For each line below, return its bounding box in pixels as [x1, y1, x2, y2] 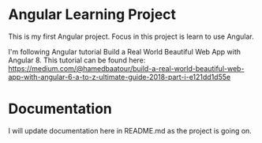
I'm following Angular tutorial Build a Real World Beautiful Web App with [8, 47, 241, 56]
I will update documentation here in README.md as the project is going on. [8, 126, 253, 135]
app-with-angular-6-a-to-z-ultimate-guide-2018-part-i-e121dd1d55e [8, 72, 231, 81]
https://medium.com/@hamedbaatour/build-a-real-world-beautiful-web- [8, 63, 245, 73]
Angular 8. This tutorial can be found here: [8, 55, 146, 65]
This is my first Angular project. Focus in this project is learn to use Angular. [8, 32, 254, 41]
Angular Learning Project [8, 6, 176, 24]
